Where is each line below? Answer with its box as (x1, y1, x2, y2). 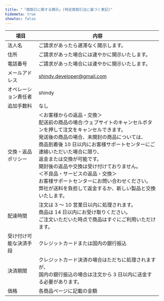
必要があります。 (43, 279, 82, 285)
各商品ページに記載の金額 (38, 288, 98, 295)
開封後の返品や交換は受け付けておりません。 (38, 163, 141, 170)
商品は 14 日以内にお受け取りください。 (38, 209, 131, 215)
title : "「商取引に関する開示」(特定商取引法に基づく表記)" (5, 7, 113, 12)
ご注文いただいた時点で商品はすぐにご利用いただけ (38, 216, 156, 223)
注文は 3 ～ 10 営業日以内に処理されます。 (38, 201, 136, 208)
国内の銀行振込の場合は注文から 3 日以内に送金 (38, 271, 147, 278)
